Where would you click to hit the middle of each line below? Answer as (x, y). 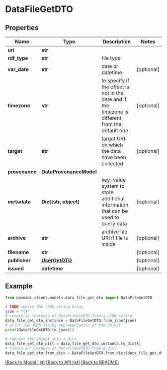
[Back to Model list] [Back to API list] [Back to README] (62, 363)
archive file (115, 232)
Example (19, 286)
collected (112, 164)
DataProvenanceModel (69, 172)
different (112, 118)
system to (113, 186)
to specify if (116, 81)
